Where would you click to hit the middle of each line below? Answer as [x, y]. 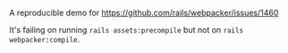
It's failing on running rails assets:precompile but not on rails [127, 30]
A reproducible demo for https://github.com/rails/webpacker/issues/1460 [144, 13]
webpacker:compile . [45, 39]
